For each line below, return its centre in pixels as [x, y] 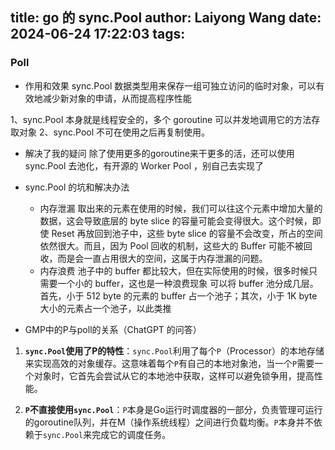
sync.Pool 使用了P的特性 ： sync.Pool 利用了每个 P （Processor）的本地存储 [174, 350]
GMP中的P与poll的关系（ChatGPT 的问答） [113, 329]
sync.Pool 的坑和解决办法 [77, 187]
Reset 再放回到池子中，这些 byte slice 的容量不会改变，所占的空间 [187, 233]
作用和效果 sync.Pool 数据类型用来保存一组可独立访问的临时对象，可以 [170, 85]
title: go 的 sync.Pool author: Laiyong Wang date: [166, 18]
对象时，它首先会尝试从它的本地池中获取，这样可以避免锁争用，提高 [174, 375]
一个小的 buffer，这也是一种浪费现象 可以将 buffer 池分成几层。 [188, 283]
